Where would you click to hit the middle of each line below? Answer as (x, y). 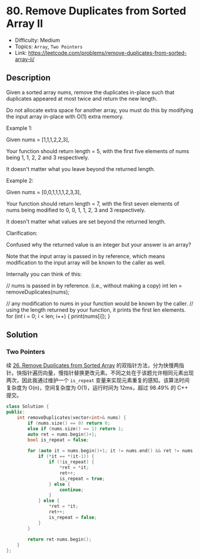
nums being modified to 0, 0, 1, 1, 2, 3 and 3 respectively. (76, 210)
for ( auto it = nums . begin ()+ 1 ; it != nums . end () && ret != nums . (112, 451)
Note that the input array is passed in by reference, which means (86, 256)
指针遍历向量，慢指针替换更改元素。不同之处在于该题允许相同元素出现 (108, 373)
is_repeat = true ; (82, 479)
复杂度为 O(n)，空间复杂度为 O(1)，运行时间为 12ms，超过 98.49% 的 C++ (97, 388)
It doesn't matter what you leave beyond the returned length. (81, 169)
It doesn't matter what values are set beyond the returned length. (86, 221)
